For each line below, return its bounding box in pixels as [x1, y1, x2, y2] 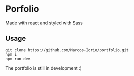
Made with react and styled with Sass [5, 20, 83, 26]
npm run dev [5, 56, 30, 61]
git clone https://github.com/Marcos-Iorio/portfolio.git [5, 47, 129, 53]
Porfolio [5, 3, 39, 15]
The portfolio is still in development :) [5, 65, 82, 71]
